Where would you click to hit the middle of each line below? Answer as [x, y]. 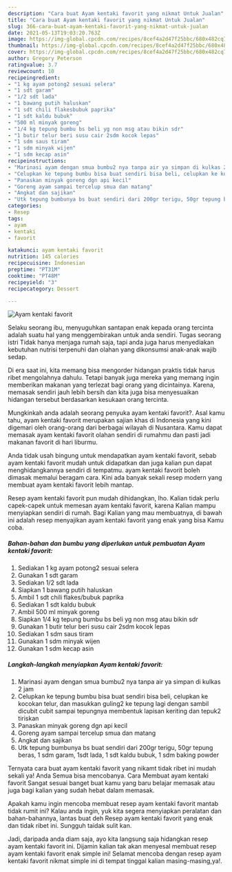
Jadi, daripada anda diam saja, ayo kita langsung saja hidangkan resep [108, 839]
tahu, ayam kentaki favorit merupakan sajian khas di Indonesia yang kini [110, 420]
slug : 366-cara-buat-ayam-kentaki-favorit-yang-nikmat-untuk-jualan [108, 26]
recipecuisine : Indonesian [46, 263]
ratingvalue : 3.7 [33, 65]
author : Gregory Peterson [45, 59]
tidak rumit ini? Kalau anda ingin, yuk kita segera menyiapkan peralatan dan [115, 811]
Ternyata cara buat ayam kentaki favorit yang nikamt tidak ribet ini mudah [112, 769]
